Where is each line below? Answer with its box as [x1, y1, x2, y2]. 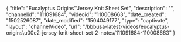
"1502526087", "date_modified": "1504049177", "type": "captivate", [6, 17, 169, 24]
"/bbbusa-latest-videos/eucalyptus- [82, 23, 170, 30]
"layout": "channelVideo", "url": [6, 23, 82, 30]
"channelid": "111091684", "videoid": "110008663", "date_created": [6, 11, 166, 18]
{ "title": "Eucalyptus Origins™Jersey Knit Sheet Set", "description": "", [6, 5, 175, 12]
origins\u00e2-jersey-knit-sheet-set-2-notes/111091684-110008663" [6, 29, 172, 36]
